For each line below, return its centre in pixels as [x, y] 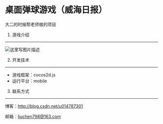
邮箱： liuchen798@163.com [33, 116]
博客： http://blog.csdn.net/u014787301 [44, 106]
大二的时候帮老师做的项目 [31, 24]
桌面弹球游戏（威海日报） [56, 10]
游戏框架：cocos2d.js [34, 75]
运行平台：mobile [29, 81]
